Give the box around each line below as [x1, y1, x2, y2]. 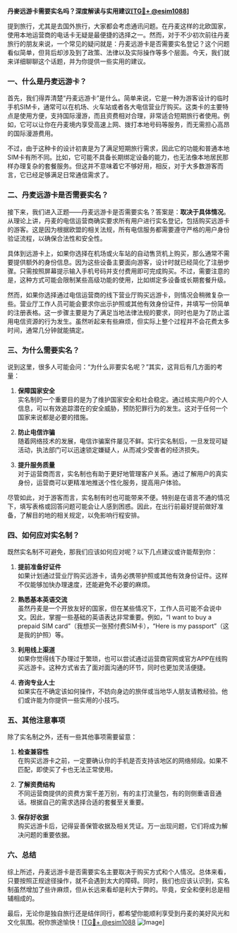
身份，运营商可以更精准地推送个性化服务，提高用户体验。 [17, 478, 185, 487]
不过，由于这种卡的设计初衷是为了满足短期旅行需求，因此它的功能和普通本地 [7, 144, 230, 153]
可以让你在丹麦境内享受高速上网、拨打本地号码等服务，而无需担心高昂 [25, 120, 230, 129]
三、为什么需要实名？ [7, 345, 80, 355]
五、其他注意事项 [7, 715, 66, 725]
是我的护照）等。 [17, 631, 68, 639]
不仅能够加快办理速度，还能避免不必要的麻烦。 [17, 581, 154, 589]
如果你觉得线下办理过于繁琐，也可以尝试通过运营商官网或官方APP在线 [17, 655, 222, 663]
